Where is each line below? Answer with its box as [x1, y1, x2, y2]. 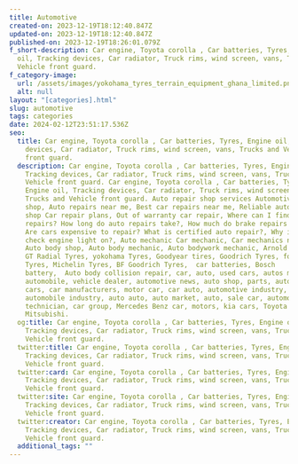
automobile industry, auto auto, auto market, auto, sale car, [25, 294, 264, 303]
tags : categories [9, 112, 74, 121]
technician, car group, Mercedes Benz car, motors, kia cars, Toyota [25, 302, 288, 311]
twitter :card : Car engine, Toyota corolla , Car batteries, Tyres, [17, 367, 272, 377]
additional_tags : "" [17, 442, 93, 451]
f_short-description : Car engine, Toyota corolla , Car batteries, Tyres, [9, 46, 292, 55]
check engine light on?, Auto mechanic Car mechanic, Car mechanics [25, 236, 284, 245]
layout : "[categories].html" [9, 95, 117, 105]
